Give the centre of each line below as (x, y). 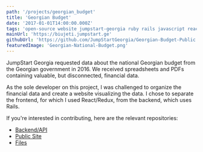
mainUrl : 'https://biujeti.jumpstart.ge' (59, 34)
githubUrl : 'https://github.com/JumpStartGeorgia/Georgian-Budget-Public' (102, 40)
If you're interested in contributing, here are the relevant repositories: (92, 118)
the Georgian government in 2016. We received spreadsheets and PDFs (95, 69)
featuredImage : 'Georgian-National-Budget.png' (67, 46)
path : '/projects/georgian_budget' (51, 12)
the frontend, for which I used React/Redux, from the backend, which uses (99, 100)
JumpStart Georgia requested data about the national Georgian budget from (101, 62)
